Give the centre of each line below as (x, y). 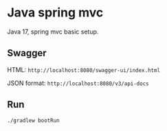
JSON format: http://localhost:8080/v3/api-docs (78, 83)
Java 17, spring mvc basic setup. (53, 32)
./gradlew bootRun (33, 120)
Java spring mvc (55, 13)
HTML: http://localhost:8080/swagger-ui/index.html (83, 69)
